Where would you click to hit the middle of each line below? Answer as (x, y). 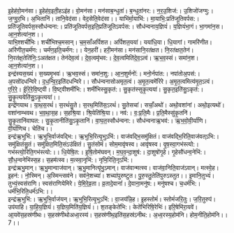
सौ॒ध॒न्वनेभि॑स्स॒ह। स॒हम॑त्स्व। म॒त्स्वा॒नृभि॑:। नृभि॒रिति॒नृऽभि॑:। (71, 160)
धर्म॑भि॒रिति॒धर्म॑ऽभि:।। (30, 191)
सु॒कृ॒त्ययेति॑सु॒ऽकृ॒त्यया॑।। (34, 97)
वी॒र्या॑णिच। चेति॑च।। (30, 128)
